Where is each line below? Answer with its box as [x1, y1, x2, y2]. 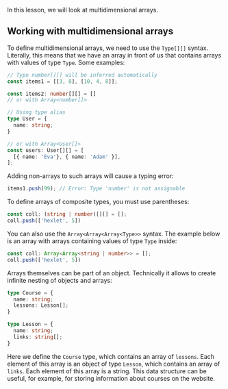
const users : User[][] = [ [7, 147, 84, 153]
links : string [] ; [13, 334, 63, 340]
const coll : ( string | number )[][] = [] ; [7, 211, 127, 218]
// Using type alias [7, 109, 66, 116]
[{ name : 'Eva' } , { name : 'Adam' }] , [13, 153, 121, 160]
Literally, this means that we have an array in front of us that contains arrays [7, 51, 222, 59]
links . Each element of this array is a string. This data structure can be [7, 366, 207, 375]
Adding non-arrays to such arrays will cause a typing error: [7, 172, 174, 180]
